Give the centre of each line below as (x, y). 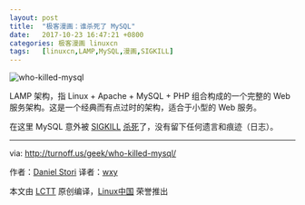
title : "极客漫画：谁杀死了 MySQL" (73, 26)
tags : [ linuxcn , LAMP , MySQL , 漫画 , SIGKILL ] (92, 52)
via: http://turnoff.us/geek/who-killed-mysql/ (93, 153)
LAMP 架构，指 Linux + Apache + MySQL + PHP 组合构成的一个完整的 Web (150, 96)
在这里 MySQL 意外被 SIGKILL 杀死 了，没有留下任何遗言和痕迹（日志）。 (144, 127)
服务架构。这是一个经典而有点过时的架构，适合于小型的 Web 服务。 (135, 107)
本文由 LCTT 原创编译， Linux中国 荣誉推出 (89, 191)
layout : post (34, 18)
